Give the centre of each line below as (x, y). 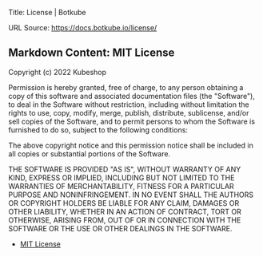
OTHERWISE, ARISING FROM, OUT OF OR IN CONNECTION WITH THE (125, 220)
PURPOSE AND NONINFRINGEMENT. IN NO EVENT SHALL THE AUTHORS (131, 195)
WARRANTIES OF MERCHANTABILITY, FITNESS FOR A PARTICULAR (121, 186)
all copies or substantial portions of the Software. (89, 154)
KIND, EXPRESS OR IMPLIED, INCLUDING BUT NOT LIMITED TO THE (122, 177)
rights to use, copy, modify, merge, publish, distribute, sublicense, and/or (129, 112)
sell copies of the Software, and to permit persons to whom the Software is (132, 121)
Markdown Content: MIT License (92, 53)
